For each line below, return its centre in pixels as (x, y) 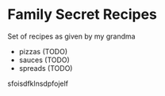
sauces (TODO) (44, 60)
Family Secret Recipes (82, 15)
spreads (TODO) (46, 68)
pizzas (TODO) (43, 51)
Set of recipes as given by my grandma (71, 36)
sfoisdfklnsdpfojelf (38, 83)
